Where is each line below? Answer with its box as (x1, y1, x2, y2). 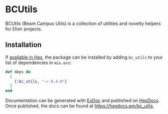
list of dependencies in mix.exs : (5, 60, 72, 66)
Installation (5, 41, 42, 49)
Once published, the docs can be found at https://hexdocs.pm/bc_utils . (5, 103, 154, 109)
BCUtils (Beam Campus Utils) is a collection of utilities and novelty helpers (5, 20, 161, 26)
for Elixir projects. (5, 25, 42, 32)
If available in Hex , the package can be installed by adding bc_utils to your (5, 54, 163, 60)
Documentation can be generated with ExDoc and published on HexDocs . (5, 98, 160, 104)
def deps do (5, 69, 31, 74)
